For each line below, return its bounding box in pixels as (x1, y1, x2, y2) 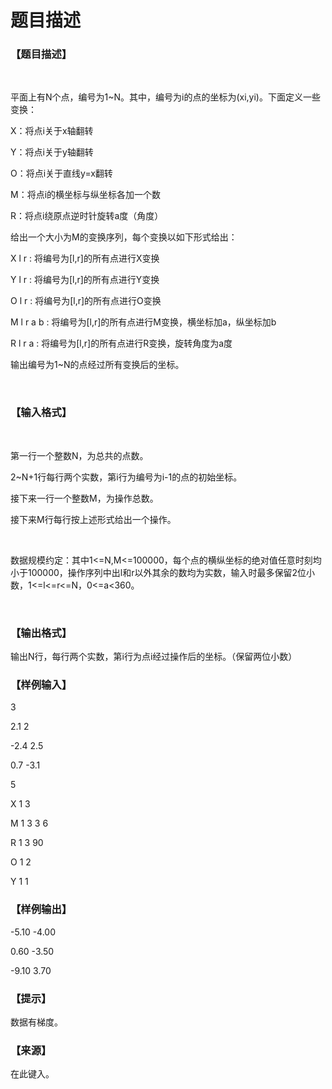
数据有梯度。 (10, 1016, 63, 1028)
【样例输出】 (10, 902, 73, 916)
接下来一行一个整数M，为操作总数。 (10, 492, 159, 504)
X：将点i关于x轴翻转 (10, 125, 94, 137)
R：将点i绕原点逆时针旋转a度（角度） (10, 210, 164, 222)
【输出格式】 (10, 626, 73, 640)
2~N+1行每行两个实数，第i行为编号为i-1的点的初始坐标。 (10, 471, 243, 483)
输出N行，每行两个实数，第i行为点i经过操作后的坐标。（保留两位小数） (10, 651, 298, 663)
